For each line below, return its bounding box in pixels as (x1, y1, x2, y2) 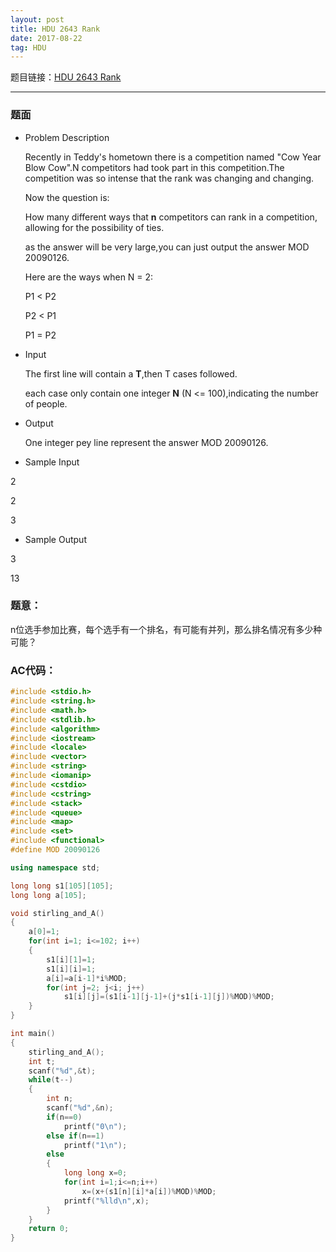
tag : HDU (10, 42, 47, 53)
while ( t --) (28, 1075, 74, 1085)
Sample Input (24, 456, 80, 468)
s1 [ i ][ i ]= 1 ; (46, 964, 97, 974)
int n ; (46, 1094, 74, 1104)
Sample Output (24, 533, 87, 545)
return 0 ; (28, 1224, 70, 1234)
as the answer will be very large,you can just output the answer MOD (24, 241, 310, 253)
